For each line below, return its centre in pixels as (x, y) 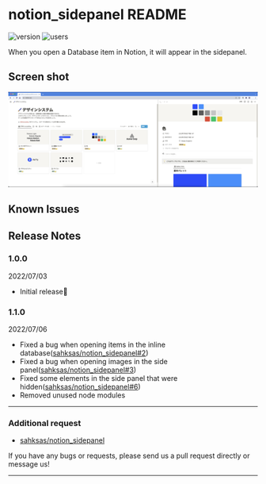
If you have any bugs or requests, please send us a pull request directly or (129, 456)
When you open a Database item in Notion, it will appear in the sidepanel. (128, 52)
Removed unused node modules (72, 395)
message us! (29, 464)
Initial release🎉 (44, 291)
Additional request (45, 423)
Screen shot (39, 77)
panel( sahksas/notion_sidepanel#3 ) (78, 370)
